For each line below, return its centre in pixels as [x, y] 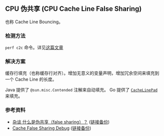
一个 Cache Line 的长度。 [31, 79]
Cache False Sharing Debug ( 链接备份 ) [52, 128]
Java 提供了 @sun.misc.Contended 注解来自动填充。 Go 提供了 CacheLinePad [81, 90]
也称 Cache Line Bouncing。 [34, 22]
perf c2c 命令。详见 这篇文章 [34, 47]
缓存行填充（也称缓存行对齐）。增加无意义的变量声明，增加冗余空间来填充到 [82, 73]
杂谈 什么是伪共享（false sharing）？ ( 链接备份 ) [61, 122]
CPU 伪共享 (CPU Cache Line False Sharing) [74, 9]
